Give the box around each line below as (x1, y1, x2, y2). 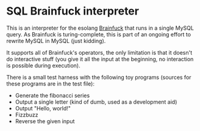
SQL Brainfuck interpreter (6, 4, 139, 18)
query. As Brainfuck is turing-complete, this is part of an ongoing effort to (6, 30, 191, 38)
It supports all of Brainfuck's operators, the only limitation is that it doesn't (6, 49, 193, 56)
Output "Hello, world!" (15, 104, 71, 112)
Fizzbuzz (15, 111, 38, 118)
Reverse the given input (15, 117, 75, 125)
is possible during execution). (6, 62, 80, 69)
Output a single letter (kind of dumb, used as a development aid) (15, 98, 177, 106)
